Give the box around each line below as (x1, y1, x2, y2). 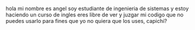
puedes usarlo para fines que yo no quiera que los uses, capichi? (5, 18, 167, 24)
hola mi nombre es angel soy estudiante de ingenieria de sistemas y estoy (5, 5, 189, 12)
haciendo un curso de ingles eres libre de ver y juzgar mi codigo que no (5, 11, 184, 18)
